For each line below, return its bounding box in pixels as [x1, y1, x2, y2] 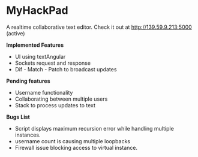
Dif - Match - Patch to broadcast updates [14, 65, 117, 73]
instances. [14, 131, 41, 138]
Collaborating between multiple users [14, 95, 108, 102]
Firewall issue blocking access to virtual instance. [14, 144, 138, 151]
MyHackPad [6, 4, 68, 17]
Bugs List [6, 113, 30, 120]
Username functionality [14, 89, 73, 96]
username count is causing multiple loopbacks [14, 137, 131, 144]
